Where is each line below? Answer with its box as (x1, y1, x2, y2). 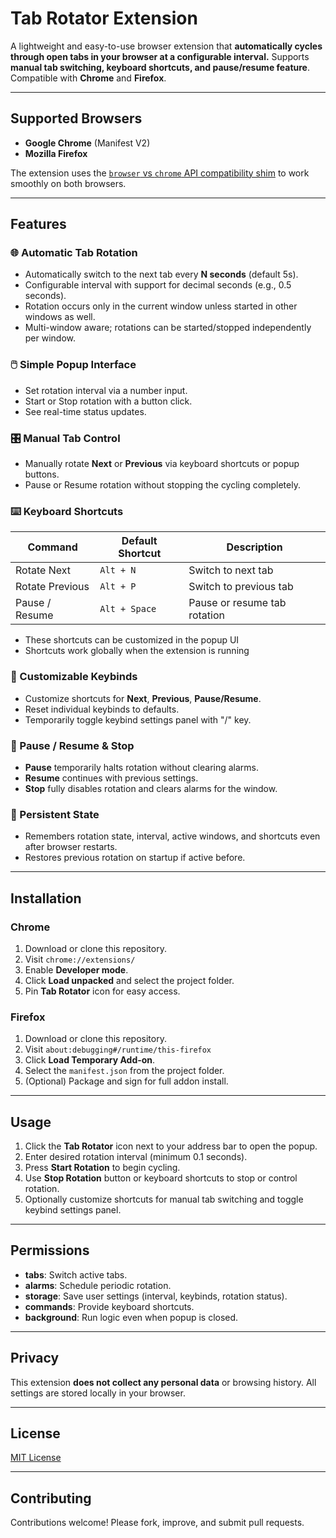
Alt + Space (99, 603, 157, 615)
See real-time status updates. (24, 405, 147, 417)
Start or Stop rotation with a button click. (24, 395, 193, 407)
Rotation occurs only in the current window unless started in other (24, 300, 298, 312)
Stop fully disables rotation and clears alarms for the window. (24, 782, 278, 794)
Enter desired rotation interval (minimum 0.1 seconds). (24, 1151, 248, 1163)
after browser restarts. (24, 841, 118, 853)
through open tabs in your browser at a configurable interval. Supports (10, 50, 310, 62)
